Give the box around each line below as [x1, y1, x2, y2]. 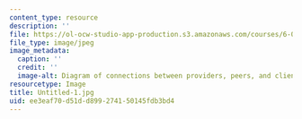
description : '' [9, 21, 70, 30]
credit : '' [17, 64, 58, 72]
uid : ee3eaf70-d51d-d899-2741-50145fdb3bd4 [9, 96, 175, 106]
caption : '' [17, 55, 63, 64]
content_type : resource [9, 13, 99, 22]
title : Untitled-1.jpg [9, 88, 94, 97]
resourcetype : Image [9, 80, 87, 89]
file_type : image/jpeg [9, 38, 94, 47]
